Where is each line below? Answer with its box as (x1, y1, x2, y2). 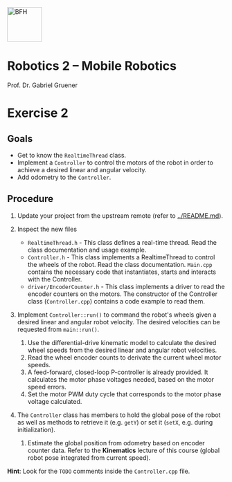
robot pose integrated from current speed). (27, 453, 151, 462)
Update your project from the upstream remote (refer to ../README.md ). (17, 211, 224, 220)
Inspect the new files (17, 225, 78, 233)
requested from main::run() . (17, 325, 100, 333)
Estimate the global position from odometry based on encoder (27, 438, 206, 447)
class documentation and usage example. (27, 245, 147, 254)
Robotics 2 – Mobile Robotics (7, 58, 177, 74)
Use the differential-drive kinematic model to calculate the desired (27, 338, 217, 346)
